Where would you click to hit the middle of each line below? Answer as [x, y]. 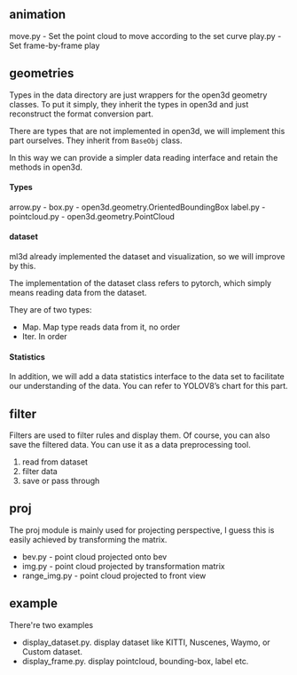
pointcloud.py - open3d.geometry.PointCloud [92, 216]
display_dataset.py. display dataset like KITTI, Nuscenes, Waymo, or [146, 642]
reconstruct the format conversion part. [81, 114]
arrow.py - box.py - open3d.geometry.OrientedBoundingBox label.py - [137, 207]
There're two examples [51, 624]
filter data [39, 472]
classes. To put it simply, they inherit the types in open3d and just [129, 104]
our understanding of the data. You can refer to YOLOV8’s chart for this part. [148, 386]
